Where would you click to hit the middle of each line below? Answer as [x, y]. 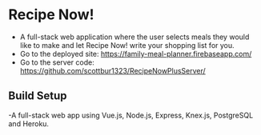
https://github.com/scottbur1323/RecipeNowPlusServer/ [112, 70]
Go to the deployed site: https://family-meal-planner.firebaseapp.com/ [136, 54]
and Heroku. [29, 123]
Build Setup [38, 96]
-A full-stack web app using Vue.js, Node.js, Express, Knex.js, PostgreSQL [131, 115]
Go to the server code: [57, 62]
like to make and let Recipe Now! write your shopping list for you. [127, 45]
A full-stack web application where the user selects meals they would [135, 37]
